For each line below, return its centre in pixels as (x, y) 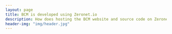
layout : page (19, 10)
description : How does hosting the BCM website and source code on (79, 19)
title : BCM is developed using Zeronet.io (51, 14)
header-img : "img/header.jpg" (38, 24)
